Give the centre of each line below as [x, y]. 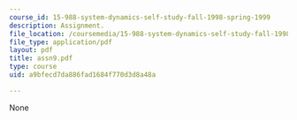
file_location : [37, 34]
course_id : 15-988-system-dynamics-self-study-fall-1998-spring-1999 [140, 17]
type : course [33, 67]
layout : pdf [31, 50]
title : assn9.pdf [41, 58]
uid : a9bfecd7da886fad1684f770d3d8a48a [83, 75]
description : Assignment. [57, 26]
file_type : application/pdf [61, 42]
